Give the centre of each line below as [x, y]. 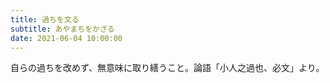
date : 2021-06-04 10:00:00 [66, 38]
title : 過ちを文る [45, 19]
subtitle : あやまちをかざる [62, 29]
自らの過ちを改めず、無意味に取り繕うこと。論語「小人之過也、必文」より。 [167, 68]
